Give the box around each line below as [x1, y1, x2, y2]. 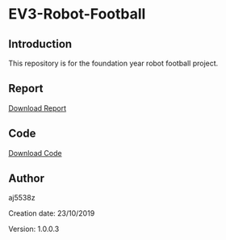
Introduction [8, 37, 73, 51]
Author [8, 171, 44, 186]
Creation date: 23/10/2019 [8, 208, 95, 218]
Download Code [8, 148, 62, 158]
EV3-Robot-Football [8, 5, 146, 23]
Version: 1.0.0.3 [8, 224, 60, 234]
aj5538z [8, 193, 36, 203]
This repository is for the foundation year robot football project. [8, 58, 219, 68]
